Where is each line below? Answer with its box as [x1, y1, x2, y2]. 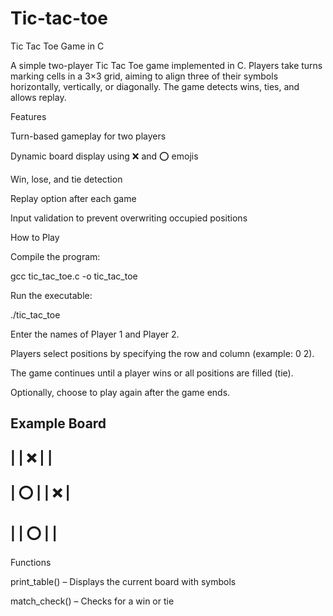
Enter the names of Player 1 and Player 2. [10, 328, 180, 340]
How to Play [10, 231, 60, 243]
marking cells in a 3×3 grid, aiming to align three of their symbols [10, 70, 279, 82]
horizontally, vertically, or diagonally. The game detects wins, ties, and [10, 80, 300, 92]
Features [10, 110, 47, 122]
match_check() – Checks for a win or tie [10, 595, 175, 607]
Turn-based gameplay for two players [10, 130, 167, 142]
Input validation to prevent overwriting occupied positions [10, 212, 248, 224]
